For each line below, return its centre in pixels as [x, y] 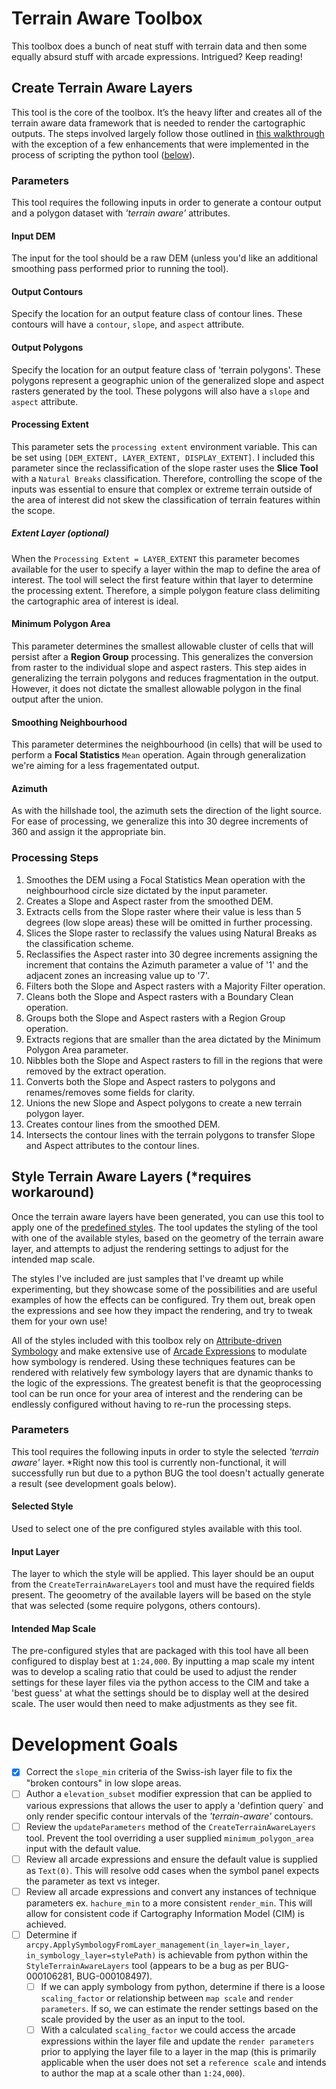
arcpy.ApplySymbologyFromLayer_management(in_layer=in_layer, [158, 1945]
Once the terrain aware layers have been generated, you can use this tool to [167, 1216]
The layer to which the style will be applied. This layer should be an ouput [163, 1574]
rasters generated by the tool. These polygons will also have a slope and [160, 391]
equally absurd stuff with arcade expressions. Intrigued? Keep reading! [157, 56]
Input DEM [33, 236]
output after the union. [57, 699]
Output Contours [47, 291]
